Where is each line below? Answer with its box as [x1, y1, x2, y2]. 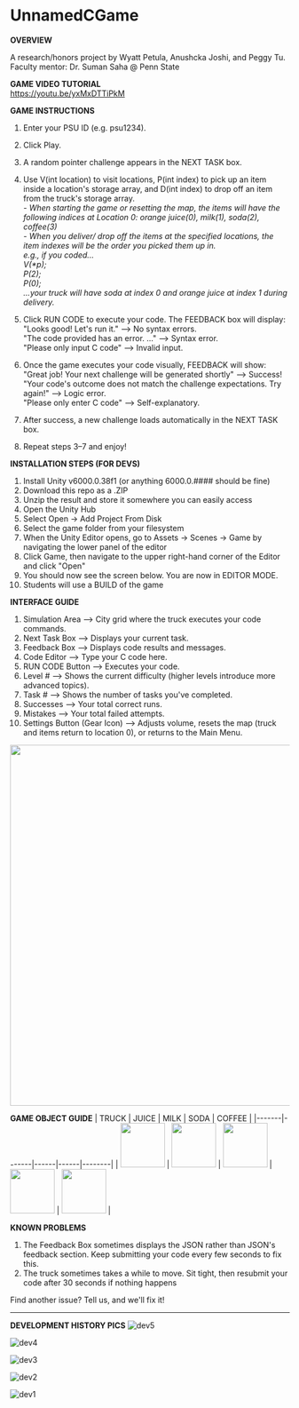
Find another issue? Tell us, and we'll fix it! [10, 1294, 165, 1305]
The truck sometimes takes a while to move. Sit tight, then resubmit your [22, 1268, 288, 1278]
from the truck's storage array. [22, 193, 136, 203]
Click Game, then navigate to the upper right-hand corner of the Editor [22, 551, 280, 561]
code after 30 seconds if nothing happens [22, 1277, 177, 1288]
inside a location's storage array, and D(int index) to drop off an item [22, 183, 273, 194]
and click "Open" [22, 561, 86, 571]
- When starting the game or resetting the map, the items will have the [22, 202, 280, 213]
